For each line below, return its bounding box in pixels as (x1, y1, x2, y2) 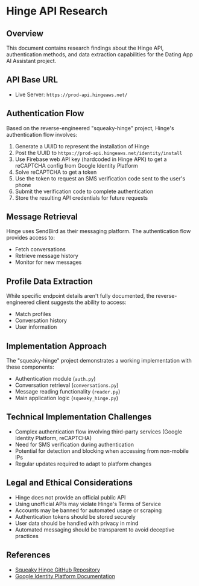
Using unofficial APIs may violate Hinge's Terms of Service (14, 500, 162, 507)
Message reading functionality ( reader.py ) (14, 388, 121, 395)
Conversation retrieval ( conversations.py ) (14, 381, 119, 389)
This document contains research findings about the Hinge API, (6, 44, 164, 51)
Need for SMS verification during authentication (14, 441, 134, 448)
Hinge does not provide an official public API (14, 493, 126, 501)
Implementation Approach (6, 341, 107, 351)
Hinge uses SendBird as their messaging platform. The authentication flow (6, 228, 191, 235)
